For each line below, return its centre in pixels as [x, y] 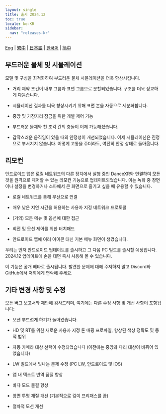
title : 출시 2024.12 [25, 14]
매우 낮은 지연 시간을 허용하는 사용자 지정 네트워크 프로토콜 [69, 207]
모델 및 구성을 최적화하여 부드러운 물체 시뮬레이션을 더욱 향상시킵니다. [73, 78]
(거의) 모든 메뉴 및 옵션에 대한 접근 [46, 218]
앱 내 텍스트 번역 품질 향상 [38, 375]
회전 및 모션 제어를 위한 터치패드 [43, 228]
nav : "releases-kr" [30, 33]
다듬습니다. [29, 95]
